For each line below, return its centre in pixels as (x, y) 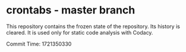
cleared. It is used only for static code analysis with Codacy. (80, 32)
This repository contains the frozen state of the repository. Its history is (93, 26)
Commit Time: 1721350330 (39, 44)
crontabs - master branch (71, 10)
